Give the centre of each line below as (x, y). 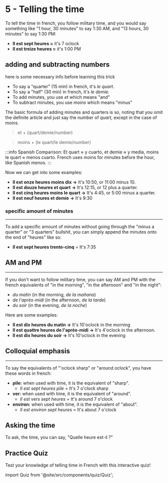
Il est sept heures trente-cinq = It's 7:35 (54, 247)
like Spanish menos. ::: (28, 163)
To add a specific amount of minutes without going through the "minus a (80, 227)
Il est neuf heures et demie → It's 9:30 (52, 198)
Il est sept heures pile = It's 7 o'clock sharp (64, 388)
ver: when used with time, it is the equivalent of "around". (72, 393)
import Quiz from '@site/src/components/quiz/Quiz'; (59, 475)
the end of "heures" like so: (33, 237)
